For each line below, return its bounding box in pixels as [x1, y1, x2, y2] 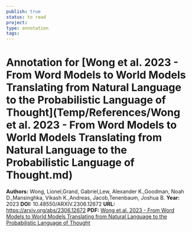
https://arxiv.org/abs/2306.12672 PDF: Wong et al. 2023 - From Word [6, 207, 175, 214]
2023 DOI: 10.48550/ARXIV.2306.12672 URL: [6, 201, 115, 208]
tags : [6, 31, 19, 37]
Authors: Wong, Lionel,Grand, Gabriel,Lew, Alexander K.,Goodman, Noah [6, 188, 184, 195]
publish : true [6, 8, 41, 15]
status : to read [6, 14, 46, 20]
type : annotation [6, 25, 49, 31]
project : [6, 19, 28, 25]
